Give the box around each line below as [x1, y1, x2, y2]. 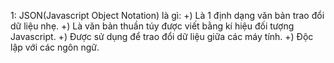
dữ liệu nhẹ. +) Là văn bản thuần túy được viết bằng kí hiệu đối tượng [10, 20, 295, 32]
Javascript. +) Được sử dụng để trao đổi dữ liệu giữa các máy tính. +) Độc [10, 31, 314, 42]
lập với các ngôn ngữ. [10, 41, 100, 53]
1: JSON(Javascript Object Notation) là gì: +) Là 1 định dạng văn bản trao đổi [10, 10, 325, 21]
